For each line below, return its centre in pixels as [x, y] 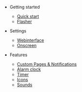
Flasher [25, 22]
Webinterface [31, 40]
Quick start [28, 16]
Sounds [25, 85]
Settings [18, 31]
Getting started [25, 7]
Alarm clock [29, 69]
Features [18, 55]
